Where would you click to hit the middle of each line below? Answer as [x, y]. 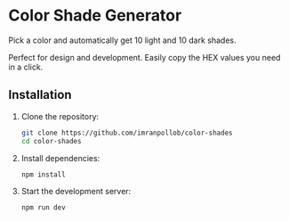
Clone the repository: [60, 116]
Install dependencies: [60, 158]
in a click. [26, 67]
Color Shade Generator [95, 16]
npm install [43, 175]
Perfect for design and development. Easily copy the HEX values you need [144, 57]
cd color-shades [51, 141]
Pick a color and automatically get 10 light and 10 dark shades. [122, 40]
